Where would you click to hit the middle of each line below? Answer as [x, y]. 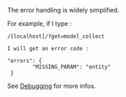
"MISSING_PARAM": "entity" [72, 67]
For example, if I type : [40, 23]
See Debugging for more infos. [52, 86]
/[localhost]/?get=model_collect [56, 36]
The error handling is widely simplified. [63, 10]
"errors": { [24, 61]
